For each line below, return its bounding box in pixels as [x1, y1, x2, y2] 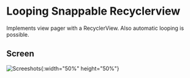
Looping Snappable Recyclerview [6, 4, 181, 18]
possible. [6, 30, 29, 38]
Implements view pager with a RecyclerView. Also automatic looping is [6, 24, 184, 32]
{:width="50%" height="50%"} [40, 65, 120, 72]
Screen [6, 49, 35, 59]
